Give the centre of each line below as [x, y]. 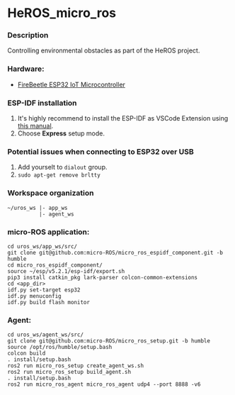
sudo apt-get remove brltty [59, 175]
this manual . [35, 126]
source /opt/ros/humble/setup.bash [60, 347]
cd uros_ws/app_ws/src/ [42, 246]
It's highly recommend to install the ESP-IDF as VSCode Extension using [123, 118]
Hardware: [26, 69]
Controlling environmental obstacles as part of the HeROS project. [104, 50]
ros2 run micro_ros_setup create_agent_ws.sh [75, 366]
